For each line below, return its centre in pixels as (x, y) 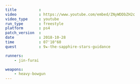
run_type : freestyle (34, 24)
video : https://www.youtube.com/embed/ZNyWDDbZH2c (70, 14)
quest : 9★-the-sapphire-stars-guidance (58, 47)
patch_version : (23, 33)
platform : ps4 (28, 28)
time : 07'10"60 (33, 42)
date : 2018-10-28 (35, 38)
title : (23, 10)
